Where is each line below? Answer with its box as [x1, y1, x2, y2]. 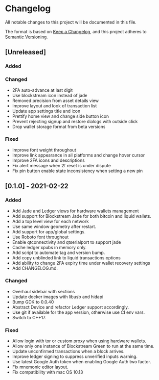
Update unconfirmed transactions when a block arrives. [12, 349, 125, 355]
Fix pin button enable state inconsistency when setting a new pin [12, 168, 143, 174]
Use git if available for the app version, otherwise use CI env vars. [12, 309, 145, 315]
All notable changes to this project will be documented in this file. [5, 19, 137, 25]
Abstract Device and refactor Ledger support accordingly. [12, 304, 129, 310]
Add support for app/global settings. [12, 228, 86, 234]
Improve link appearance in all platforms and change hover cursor [12, 152, 145, 158]
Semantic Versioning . [5, 34, 48, 40]
